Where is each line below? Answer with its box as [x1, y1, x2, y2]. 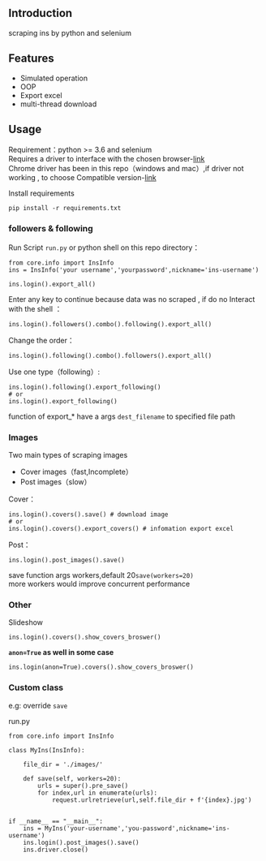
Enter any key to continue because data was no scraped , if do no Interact [8, 294, 255, 304]
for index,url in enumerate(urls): [37, 789, 158, 797]
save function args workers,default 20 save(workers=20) [8, 570, 195, 580]
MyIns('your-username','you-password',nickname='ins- [44, 824, 230, 833]
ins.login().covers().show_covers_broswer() [8, 633, 161, 642]
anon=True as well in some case [8, 648, 114, 657]
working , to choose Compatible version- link [8, 173, 157, 183]
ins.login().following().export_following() [8, 383, 161, 391]
